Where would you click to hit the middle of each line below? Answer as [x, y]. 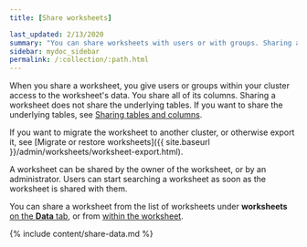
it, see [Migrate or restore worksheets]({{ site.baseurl [110, 142]
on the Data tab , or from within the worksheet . [97, 216]
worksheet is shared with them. [69, 189]
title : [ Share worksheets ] [61, 18]
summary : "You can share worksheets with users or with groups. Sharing [151, 43]
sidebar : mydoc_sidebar [55, 51]
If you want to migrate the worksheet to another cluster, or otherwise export [152, 132]
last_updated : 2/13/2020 [57, 34]
